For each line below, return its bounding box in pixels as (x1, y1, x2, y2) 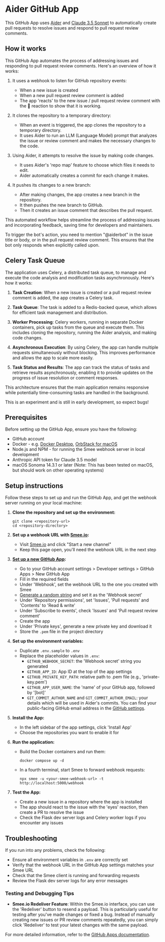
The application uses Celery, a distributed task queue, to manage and (5, 269, 146, 275)
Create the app (19, 618, 50, 624)
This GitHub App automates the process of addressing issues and (5, 58, 139, 64)
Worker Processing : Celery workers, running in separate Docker (12, 319, 144, 325)
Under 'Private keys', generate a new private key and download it (19, 623, 152, 629)
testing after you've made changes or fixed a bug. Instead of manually (12, 911, 155, 917)
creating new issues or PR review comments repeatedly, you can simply (12, 917, 159, 923)
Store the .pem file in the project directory (19, 629, 103, 635)
